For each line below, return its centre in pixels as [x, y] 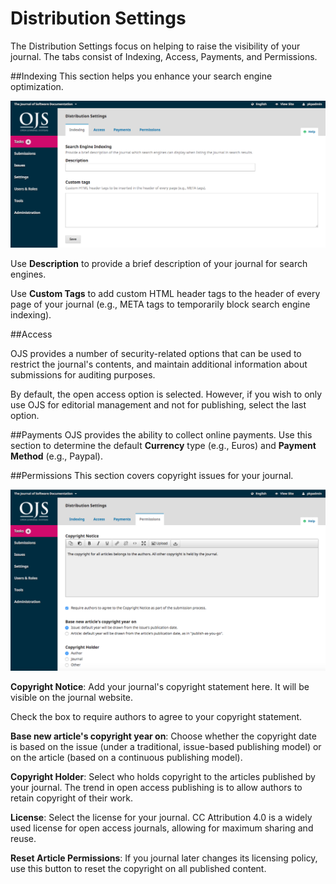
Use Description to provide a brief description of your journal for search [159, 263]
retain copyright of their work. [71, 798]
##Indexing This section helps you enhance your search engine [141, 76]
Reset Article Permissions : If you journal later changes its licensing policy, [164, 858]
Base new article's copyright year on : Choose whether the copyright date [163, 736]
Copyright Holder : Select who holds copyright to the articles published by [163, 777]
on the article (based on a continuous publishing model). [126, 758]
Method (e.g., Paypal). [56, 456]
